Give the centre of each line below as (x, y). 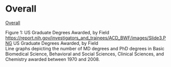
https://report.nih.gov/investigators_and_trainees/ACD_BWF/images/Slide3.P (86, 38)
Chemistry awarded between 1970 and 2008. (53, 59)
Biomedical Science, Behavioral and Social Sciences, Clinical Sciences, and (85, 54)
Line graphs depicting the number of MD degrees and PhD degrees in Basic (85, 48)
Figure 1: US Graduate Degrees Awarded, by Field (57, 32)
